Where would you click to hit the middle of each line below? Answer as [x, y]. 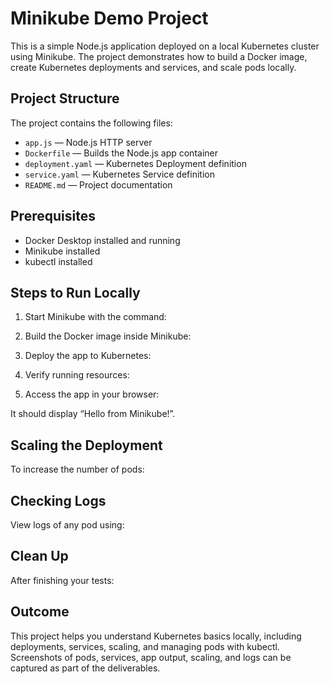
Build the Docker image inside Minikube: [108, 336]
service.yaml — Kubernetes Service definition [119, 174]
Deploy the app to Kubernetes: [88, 356]
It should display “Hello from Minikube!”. [93, 414]
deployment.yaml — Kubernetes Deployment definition [135, 163]
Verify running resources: [77, 375]
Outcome [40, 612]
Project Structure [65, 98]
